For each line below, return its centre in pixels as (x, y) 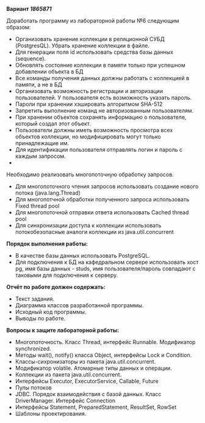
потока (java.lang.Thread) (48, 193)
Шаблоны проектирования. (51, 414)
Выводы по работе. (40, 318)
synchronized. (33, 349)
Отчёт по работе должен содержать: (56, 287)
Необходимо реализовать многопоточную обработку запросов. (90, 174)
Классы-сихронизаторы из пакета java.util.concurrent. (85, 361)
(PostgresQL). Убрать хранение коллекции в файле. (82, 46)
